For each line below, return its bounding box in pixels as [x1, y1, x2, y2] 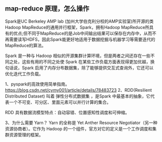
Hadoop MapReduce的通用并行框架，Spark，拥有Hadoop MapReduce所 [5, 24, 150, 30]
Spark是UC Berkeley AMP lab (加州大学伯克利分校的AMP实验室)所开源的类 [5, 18, 154, 24]
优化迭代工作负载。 [5, 71, 44, 76]
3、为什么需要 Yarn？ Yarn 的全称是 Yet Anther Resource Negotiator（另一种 [5, 120, 158, 126]
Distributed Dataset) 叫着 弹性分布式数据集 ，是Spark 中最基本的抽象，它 [5, 93, 151, 99]
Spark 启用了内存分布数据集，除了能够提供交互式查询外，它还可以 [21, 65, 154, 71]
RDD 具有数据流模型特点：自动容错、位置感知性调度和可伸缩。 [5, 109, 130, 115]
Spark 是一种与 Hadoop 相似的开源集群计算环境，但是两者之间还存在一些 [5, 53, 151, 58]
